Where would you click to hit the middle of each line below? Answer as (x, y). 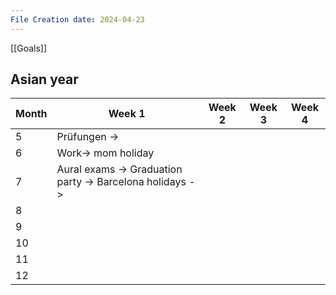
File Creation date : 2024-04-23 (77, 19)
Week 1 (127, 114)
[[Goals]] (29, 48)
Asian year (44, 79)
